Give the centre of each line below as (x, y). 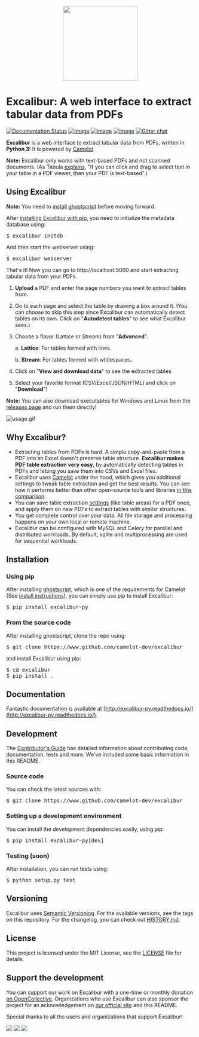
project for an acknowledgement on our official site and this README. (92, 1005)
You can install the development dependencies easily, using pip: (85, 829)
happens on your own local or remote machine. (73, 521)
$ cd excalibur (28, 670)
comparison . (30, 496)
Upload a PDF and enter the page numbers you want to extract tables (100, 287)
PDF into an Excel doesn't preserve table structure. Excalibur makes (99, 458)
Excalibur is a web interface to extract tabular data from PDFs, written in (95, 142)
